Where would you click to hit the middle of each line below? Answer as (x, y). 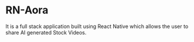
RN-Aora (27, 10)
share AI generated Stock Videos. (46, 32)
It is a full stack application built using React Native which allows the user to (97, 26)
